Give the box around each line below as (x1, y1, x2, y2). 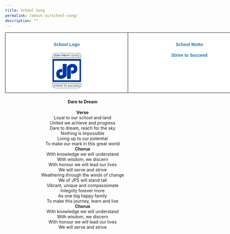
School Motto (175, 42, 203, 47)
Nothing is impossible (60, 130, 105, 136)
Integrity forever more (60, 188, 105, 194)
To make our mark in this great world (45, 141, 120, 147)
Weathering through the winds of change (41, 172, 124, 178)
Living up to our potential (57, 135, 108, 142)
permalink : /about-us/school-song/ (5, 13, 78, 18)
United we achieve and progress (50, 120, 115, 126)
